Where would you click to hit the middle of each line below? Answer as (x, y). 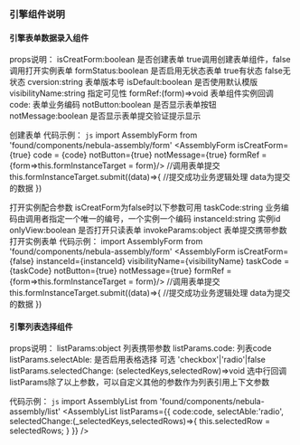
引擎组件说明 (37, 14)
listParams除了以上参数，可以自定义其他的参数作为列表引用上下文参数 (140, 383)
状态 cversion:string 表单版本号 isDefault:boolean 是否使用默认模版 (134, 82)
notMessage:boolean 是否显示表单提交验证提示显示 (105, 116)
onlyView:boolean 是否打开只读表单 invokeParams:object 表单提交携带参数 (148, 230)
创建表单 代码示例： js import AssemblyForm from (103, 135)
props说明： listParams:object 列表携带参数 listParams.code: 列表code (141, 348)
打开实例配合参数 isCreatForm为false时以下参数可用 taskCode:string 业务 (145, 208)
